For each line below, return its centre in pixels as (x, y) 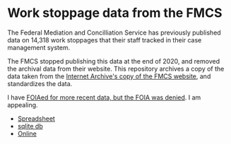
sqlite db (30, 126)
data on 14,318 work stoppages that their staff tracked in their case (105, 40)
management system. (39, 47)
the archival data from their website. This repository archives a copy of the (116, 68)
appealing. (23, 104)
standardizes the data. (40, 83)
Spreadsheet (36, 119)
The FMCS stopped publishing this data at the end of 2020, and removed (114, 61)
